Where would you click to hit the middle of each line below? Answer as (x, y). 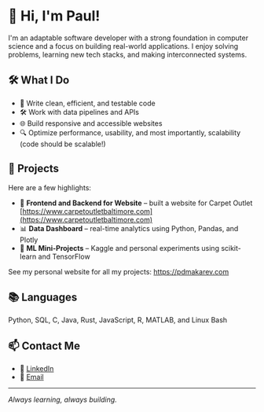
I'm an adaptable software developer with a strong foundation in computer (128, 38)
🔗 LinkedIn (37, 369)
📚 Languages (43, 297)
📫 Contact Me (44, 346)
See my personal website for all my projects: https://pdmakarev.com (119, 271)
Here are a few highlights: (50, 187)
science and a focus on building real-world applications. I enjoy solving (123, 46)
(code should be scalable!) (62, 144)
